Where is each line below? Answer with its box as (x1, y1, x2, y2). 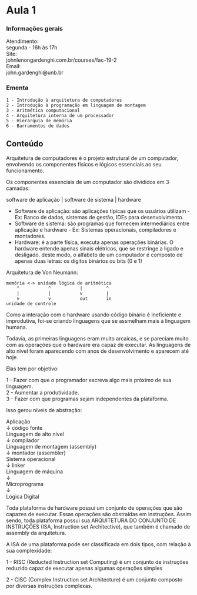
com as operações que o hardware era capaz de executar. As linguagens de (6, 341, 191, 348)
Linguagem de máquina (6, 468, 64, 475)
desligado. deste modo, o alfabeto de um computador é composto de (14, 251, 183, 258)
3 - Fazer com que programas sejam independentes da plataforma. (6, 395, 169, 402)
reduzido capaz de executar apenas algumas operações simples (6, 564, 163, 571)
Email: (6, 63, 21, 70)
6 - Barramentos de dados (6, 123, 69, 129)
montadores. (14, 232, 46, 239)
